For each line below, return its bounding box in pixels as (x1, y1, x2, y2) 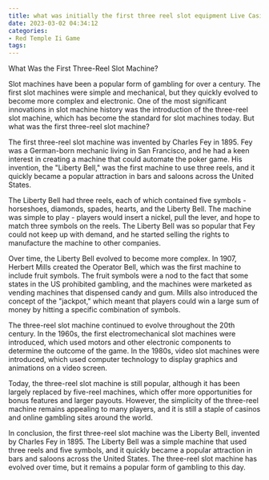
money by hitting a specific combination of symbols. (8, 305, 181, 315)
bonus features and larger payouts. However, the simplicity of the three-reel (8, 396, 259, 405)
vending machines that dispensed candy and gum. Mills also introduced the (8, 288, 258, 298)
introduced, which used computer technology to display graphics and (8, 355, 238, 364)
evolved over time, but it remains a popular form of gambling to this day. (8, 462, 246, 472)
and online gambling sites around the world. (8, 413, 154, 422)
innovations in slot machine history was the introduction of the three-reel (8, 105, 248, 115)
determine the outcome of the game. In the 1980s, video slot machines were (8, 346, 260, 356)
